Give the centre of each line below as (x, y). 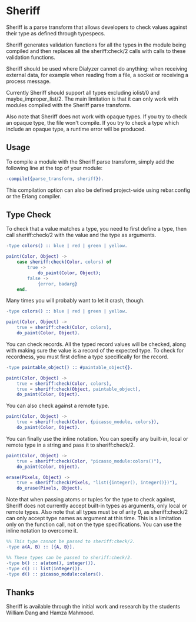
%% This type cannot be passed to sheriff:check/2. (71, 542)
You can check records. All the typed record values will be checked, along (96, 344)
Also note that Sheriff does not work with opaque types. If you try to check (97, 117)
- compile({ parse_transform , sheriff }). (55, 179)
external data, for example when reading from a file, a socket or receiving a (97, 75)
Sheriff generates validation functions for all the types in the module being (96, 45)
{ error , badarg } (57, 284)
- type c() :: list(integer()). (44, 568)
